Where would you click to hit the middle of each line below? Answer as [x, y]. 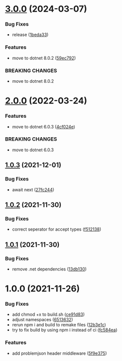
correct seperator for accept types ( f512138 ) [57, 229]
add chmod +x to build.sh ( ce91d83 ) [48, 314]
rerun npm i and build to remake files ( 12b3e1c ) [59, 325]
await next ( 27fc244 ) [33, 190]
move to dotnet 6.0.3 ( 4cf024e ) [44, 126]
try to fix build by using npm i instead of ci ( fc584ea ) [65, 330]
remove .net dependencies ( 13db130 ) [49, 269]
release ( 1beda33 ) [30, 35]
